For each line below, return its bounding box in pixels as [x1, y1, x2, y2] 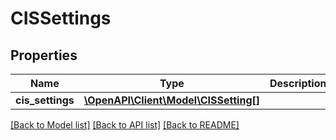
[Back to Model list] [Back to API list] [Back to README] [10, 119, 240, 131]
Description [269, 77, 327, 90]
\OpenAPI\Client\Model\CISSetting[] [83, 93, 260, 107]
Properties [10, 47, 78, 64]
